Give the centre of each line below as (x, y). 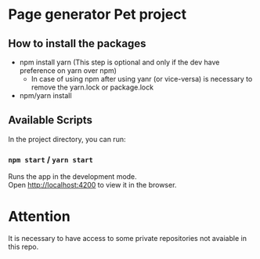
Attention (39, 217)
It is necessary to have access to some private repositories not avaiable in (127, 239)
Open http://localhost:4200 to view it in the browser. (92, 185)
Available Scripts (50, 120)
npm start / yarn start (51, 159)
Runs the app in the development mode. (72, 177)
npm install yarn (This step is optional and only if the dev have (119, 62)
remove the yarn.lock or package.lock (92, 87)
